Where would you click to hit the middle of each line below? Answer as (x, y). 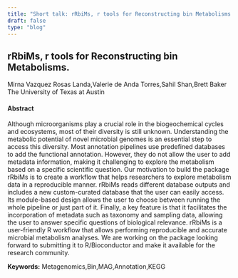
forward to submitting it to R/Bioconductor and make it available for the (112, 245)
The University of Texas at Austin (56, 92)
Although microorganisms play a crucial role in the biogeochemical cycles (116, 124)
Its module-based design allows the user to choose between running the (114, 200)
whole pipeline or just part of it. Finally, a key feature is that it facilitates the (117, 207)
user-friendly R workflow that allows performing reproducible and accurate (118, 230)
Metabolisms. (38, 67)
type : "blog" (27, 27)
